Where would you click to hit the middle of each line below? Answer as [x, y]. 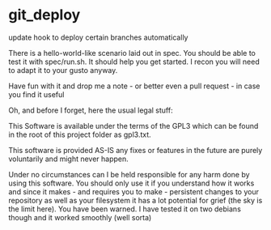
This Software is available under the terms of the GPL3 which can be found [133, 126]
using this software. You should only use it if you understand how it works [131, 183]
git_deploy [44, 15]
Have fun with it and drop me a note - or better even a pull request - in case [134, 86]
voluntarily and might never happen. [69, 159]
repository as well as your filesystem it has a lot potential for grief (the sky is [135, 200]
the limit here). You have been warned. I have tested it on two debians [125, 209]
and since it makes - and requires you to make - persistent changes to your [133, 191]
